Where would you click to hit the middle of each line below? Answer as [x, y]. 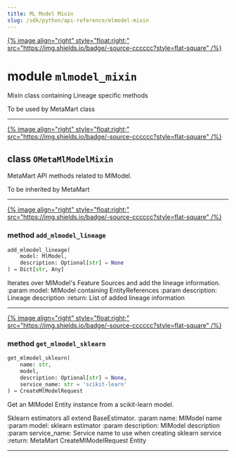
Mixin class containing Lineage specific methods [78, 96]
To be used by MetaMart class [51, 109]
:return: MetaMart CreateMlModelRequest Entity [77, 440]
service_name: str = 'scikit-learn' [74, 384]
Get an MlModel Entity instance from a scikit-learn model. [91, 404]
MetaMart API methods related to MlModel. [70, 176]
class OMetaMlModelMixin [60, 159]
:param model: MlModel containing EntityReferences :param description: [112, 290]
